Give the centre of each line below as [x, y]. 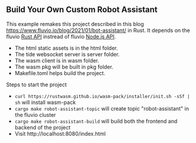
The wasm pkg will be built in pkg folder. [64, 67]
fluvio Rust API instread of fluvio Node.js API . [61, 36]
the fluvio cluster [35, 115]
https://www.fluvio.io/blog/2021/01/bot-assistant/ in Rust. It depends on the [98, 30]
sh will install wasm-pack [45, 102]
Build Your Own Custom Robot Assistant [82, 10]
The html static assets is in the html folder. [66, 48]
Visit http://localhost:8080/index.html [60, 134]
